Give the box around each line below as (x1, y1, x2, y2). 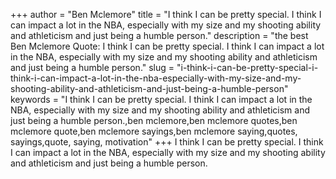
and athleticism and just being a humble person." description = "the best (10, 30, 309, 41)
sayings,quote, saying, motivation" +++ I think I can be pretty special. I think (10, 136, 324, 148)
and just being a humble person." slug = (10, 62, 175, 73)
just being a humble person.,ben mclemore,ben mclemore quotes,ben (10, 115, 298, 126)
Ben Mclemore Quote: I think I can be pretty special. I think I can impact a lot (10, 40, 325, 52)
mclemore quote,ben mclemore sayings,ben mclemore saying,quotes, (10, 125, 298, 137)
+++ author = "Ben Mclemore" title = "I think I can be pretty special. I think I (10, 9, 322, 20)
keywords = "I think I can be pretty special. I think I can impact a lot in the (10, 94, 313, 105)
